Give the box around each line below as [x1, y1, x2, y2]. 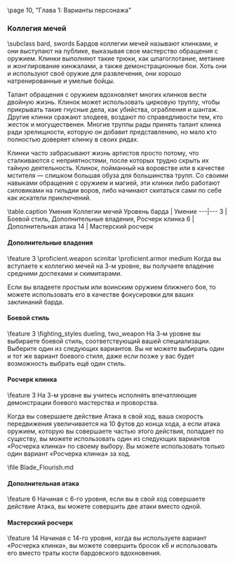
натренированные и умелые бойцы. [7, 77, 115, 85]
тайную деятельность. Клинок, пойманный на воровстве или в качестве [7, 164, 225, 172]
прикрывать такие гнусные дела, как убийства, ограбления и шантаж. [7, 105, 219, 114]
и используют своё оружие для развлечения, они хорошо [7, 70, 182, 78]
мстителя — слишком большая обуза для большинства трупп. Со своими [7, 172, 229, 180]
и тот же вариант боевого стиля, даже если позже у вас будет [7, 352, 195, 360]
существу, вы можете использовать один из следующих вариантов [7, 434, 210, 442]
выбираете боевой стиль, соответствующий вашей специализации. [7, 337, 211, 345]
